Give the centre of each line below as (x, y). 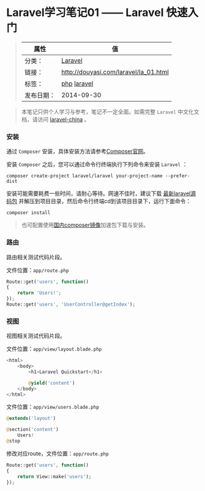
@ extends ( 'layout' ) (31, 419)
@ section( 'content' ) (33, 430)
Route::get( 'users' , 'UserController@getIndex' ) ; (71, 304)
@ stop (13, 441)
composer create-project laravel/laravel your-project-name (85, 176)
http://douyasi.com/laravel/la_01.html (115, 72)
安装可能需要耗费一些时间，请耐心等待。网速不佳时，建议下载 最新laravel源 (101, 193)
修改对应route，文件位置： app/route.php (58, 453)
